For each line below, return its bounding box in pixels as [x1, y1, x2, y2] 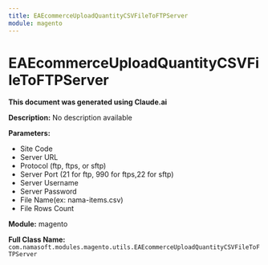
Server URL [19, 153, 59, 162]
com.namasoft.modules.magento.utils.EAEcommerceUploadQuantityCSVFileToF [8, 243, 261, 251]
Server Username [19, 178, 79, 188]
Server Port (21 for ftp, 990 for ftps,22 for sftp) [19, 169, 174, 179]
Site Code [19, 144, 54, 153]
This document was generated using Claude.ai [8, 97, 168, 107]
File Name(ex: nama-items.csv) [19, 195, 124, 205]
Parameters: [8, 128, 51, 138]
